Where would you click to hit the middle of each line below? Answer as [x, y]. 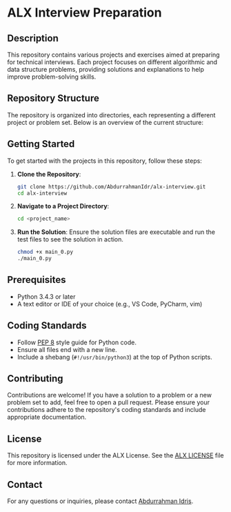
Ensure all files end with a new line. [67, 349]
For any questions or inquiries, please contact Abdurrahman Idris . [100, 501]
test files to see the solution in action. [70, 239]
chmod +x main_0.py [45, 252]
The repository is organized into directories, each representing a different [111, 115]
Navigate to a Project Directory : [63, 206]
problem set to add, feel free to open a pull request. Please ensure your [109, 402]
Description [33, 38]
